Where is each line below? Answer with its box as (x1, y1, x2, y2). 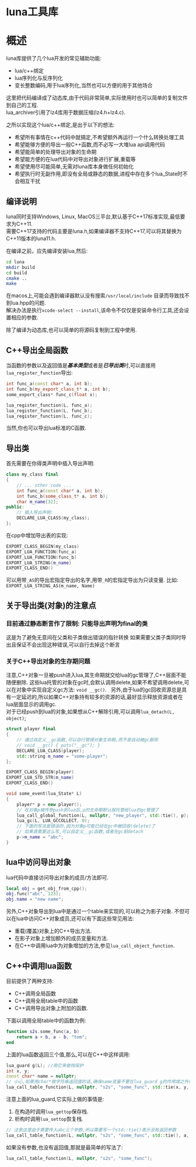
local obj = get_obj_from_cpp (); (6, 886, 87, 891)
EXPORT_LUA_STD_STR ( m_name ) (6, 774, 75, 781)
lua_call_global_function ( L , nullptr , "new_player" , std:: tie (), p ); (16, 813, 190, 818)
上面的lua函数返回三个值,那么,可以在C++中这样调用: (6, 1051, 131, 1058)
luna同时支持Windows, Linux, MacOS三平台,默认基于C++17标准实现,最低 (6, 213, 180, 220)
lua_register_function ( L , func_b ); (6, 408, 93, 414)
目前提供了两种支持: (6, 977, 54, 984)
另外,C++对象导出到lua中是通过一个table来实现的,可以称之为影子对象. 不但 (6, 908, 185, 915)
